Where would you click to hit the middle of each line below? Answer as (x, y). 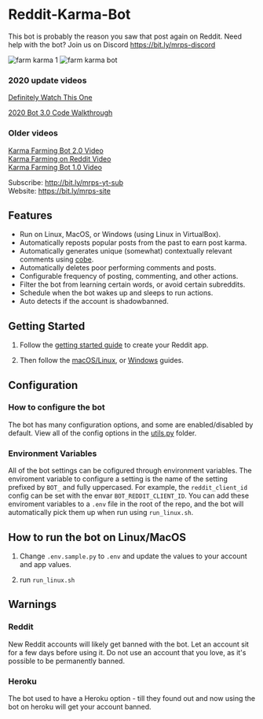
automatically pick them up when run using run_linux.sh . (101, 513)
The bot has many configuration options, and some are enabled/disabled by (131, 424)
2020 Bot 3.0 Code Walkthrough (60, 113)
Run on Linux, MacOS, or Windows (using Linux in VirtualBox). (120, 235)
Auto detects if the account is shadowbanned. (94, 302)
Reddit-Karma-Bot (69, 15)
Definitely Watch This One (50, 98)
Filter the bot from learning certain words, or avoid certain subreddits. (132, 284)
